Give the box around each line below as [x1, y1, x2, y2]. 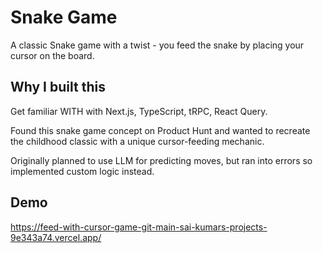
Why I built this [10, 79, 106, 96]
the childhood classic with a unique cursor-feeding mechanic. [10, 135, 265, 147]
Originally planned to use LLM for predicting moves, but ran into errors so [10, 154, 313, 166]
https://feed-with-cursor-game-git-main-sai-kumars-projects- [10, 221, 268, 233]
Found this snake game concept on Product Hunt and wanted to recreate [10, 124, 311, 136]
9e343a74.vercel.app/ [10, 231, 102, 243]
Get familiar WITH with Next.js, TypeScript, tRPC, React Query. [10, 105, 268, 117]
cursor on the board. [10, 49, 95, 61]
